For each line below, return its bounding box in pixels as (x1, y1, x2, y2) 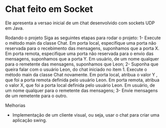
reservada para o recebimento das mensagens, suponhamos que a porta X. (5, 45, 160, 51)
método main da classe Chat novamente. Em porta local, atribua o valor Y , (5, 71, 158, 77)
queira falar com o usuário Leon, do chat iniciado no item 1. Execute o (5, 66, 147, 72)
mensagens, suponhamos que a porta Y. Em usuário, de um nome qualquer (5, 56, 160, 62)
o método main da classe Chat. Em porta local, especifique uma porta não (5, 40, 157, 46)
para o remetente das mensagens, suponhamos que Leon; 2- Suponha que (5, 61, 159, 67)
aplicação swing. (12, 117, 47, 123)
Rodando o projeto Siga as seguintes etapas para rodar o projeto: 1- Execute (5, 35, 161, 41)
